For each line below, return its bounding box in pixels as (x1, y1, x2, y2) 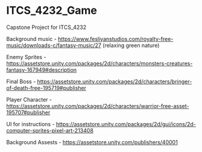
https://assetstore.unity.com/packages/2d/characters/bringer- (37, 78, 192, 85)
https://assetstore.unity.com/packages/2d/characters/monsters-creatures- (6, 60, 193, 67)
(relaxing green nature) (102, 42, 160, 49)
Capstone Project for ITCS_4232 (6, 24, 87, 31)
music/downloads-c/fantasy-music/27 (6, 42, 101, 49)
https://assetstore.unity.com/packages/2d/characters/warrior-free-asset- (6, 102, 189, 109)
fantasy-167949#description (6, 66, 77, 73)
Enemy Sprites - (6, 53, 46, 60)
